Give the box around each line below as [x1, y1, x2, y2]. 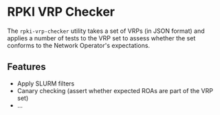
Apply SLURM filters [16, 79, 75, 88]
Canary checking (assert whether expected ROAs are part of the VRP [16, 86, 213, 94]
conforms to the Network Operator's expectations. [7, 41, 150, 49]
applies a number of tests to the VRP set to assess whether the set [7, 34, 196, 42]
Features [7, 61, 46, 73]
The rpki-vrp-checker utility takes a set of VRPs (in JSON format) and [7, 27, 205, 35]
